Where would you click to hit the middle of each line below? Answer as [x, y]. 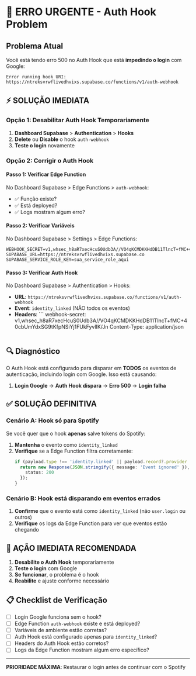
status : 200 [40, 472]
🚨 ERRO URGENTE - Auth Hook [81, 12]
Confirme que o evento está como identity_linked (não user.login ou [100, 511]
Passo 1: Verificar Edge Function [46, 174]
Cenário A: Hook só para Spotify [52, 420]
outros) [23, 518]
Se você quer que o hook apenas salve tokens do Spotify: [76, 433]
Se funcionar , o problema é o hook [57, 575]
